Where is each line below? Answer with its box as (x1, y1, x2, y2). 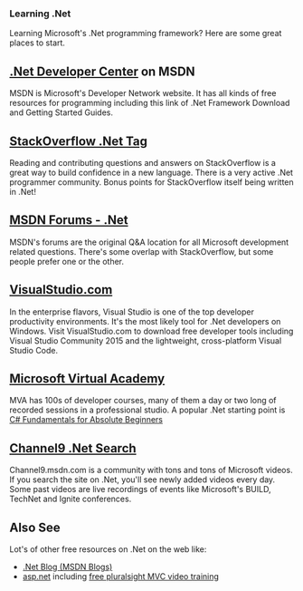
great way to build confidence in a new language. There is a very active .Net (9, 167, 294, 178)
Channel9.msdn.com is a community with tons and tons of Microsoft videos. (9, 465, 293, 476)
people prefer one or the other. (9, 256, 125, 266)
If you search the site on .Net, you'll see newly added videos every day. (9, 474, 276, 485)
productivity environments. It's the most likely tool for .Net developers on (9, 315, 281, 326)
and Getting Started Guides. (9, 107, 113, 118)
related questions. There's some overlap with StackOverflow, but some (9, 246, 274, 257)
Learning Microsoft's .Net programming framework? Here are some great (9, 28, 282, 39)
